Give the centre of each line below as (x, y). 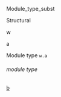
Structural (19, 20)
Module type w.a (27, 55)
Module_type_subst (30, 9)
